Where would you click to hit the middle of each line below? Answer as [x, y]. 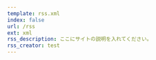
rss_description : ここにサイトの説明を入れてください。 [80, 39]
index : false [26, 20]
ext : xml [20, 33]
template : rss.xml [33, 13]
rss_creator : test [33, 46]
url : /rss [21, 26]
